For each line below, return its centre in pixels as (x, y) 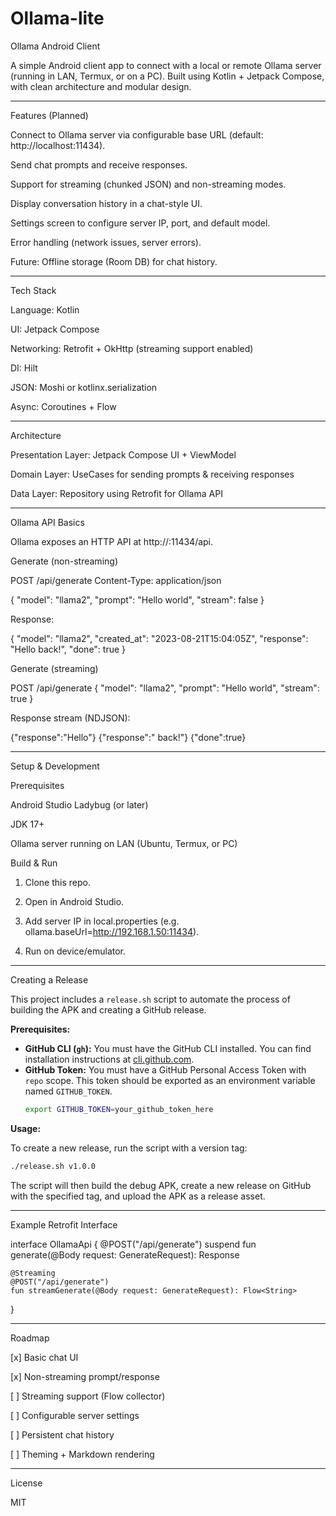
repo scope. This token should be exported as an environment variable (170, 1080)
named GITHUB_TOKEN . (68, 1091)
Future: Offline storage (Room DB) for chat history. (114, 261)
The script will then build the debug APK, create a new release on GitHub (161, 1185)
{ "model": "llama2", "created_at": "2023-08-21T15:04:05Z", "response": (159, 638)
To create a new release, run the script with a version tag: (129, 1148)
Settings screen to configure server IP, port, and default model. (140, 223)
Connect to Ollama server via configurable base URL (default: (137, 134)
